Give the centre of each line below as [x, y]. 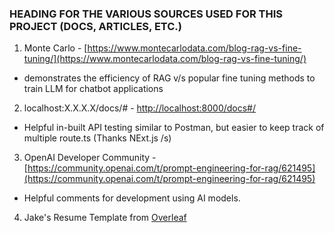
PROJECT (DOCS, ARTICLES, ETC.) [95, 26]
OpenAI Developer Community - [90, 158]
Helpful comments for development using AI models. [132, 198]
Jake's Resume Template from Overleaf [105, 218]
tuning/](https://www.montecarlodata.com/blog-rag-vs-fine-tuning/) [165, 59]
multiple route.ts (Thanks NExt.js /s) [97, 138]
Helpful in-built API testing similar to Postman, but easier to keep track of [174, 128]
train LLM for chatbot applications [93, 89]
